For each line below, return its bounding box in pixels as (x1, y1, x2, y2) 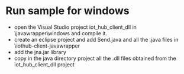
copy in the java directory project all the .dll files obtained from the (14, 55, 176, 62)
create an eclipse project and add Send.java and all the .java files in (14, 36, 179, 43)
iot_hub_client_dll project (14, 60, 75, 68)
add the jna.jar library (14, 48, 66, 55)
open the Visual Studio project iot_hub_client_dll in (14, 23, 137, 31)
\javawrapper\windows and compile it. (14, 29, 108, 36)
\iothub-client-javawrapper (14, 42, 80, 49)
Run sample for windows (5, 4, 130, 18)
